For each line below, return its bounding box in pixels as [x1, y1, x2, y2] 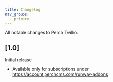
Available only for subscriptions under [12, 66, 89, 72]
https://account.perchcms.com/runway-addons [12, 71, 108, 77]
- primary [9, 16, 29, 21]
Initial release [5, 57, 32, 62]
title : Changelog [5, 7, 41, 12]
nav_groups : [5, 12, 29, 17]
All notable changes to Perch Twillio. [5, 30, 78, 36]
